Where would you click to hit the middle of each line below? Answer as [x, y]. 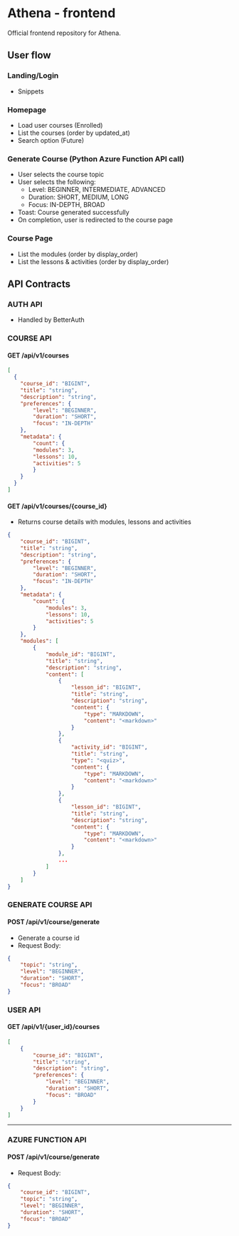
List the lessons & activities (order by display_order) [93, 261]
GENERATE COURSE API [50, 905]
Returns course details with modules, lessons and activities [105, 522]
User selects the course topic [61, 174]
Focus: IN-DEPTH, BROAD [67, 205]
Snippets [31, 91]
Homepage [27, 110]
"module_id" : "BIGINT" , [80, 654]
